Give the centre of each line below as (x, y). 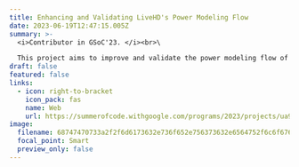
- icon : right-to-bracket (65, 91)
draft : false (33, 67)
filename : (35, 133)
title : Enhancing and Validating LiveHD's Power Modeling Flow (129, 17)
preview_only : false (55, 149)
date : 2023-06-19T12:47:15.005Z (69, 26)
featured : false (39, 75)
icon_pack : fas (53, 99)
